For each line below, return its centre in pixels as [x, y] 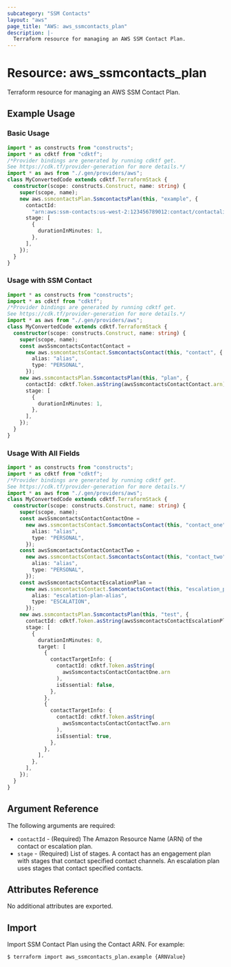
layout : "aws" [27, 20]
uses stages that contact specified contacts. [80, 868]
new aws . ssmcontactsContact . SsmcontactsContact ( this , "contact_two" [125, 557]
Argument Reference [53, 809]
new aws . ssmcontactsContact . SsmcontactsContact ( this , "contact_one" [125, 525]
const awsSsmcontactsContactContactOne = [79, 519]
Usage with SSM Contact [50, 281]
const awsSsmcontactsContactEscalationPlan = [86, 582]
